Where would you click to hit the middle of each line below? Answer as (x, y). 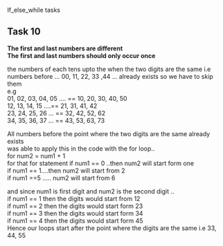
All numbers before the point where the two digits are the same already (109, 133)
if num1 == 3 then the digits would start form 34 (75, 213)
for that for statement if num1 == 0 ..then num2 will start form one (101, 163)
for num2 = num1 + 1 (36, 155)
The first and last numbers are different (65, 48)
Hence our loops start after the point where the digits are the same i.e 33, (112, 228)
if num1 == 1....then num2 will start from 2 (66, 170)
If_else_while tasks (34, 10)
